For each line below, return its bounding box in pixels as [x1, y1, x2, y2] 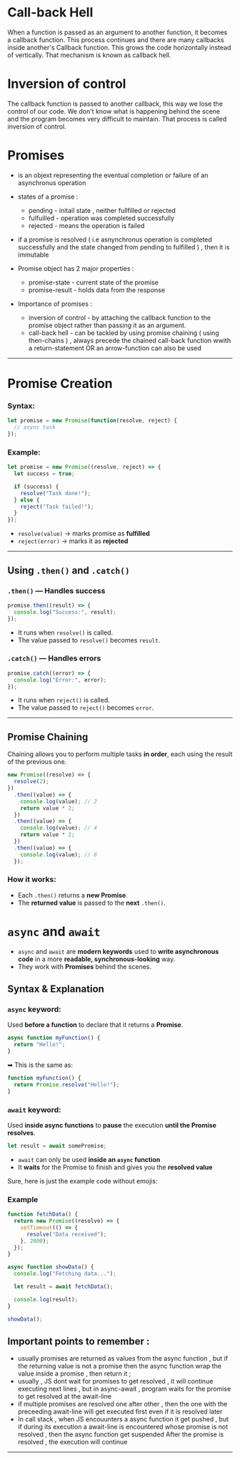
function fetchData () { [7, 1211, 79, 1218]
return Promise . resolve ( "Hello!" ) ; [14, 1081, 120, 1088]
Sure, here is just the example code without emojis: [7, 1176, 158, 1185]
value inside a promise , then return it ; [17, 1369, 131, 1378]
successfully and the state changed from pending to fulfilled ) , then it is [17, 242, 230, 251]
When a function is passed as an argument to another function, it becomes [7, 28, 228, 36]
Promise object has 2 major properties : [17, 264, 134, 272]
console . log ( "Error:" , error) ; [14, 676, 107, 683]
